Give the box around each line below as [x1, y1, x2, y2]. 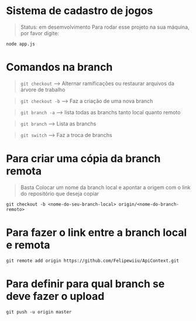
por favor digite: [20, 29, 60, 36]
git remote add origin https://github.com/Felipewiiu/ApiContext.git [6, 258, 180, 264]
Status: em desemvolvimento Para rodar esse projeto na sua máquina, [20, 23, 190, 30]
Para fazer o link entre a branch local [6, 226, 187, 239]
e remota [6, 238, 51, 251]
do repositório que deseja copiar [20, 190, 99, 197]
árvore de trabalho [20, 86, 66, 93]
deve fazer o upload [6, 289, 105, 303]
